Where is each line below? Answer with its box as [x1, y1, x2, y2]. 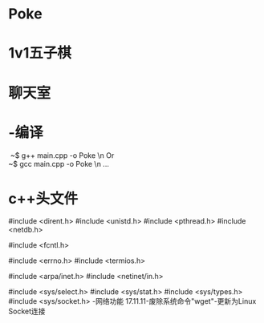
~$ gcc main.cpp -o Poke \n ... [8, 159, 110, 168]
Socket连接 [8, 306, 46, 317]
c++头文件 [8, 189, 79, 208]
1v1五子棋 [8, 44, 72, 63]
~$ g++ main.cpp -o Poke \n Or [10, 150, 115, 160]
